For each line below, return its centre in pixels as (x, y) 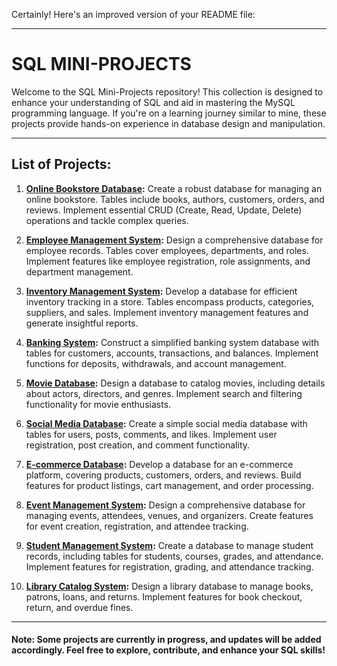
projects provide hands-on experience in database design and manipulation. (168, 123)
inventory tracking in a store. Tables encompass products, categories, (170, 301)
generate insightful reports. (82, 323)
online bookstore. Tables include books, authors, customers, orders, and (175, 199)
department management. (79, 271)
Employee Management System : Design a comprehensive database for (174, 240)
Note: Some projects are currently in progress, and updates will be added (166, 640)
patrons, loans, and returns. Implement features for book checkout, (164, 596)
